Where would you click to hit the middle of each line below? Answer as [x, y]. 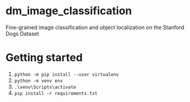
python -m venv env [39, 81]
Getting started [44, 58]
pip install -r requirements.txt [56, 93]
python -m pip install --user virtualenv [66, 74]
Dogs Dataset [22, 33]
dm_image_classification [69, 11]
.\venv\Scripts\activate [45, 87]
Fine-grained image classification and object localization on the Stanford [95, 27]
